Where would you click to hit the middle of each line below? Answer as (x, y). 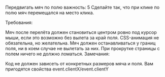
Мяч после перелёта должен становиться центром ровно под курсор (81, 32)
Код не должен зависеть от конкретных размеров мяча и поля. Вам (79, 64)
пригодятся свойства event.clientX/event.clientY (57, 69)
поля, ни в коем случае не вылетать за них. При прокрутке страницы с (82, 48)
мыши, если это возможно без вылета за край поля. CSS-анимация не (82, 38)
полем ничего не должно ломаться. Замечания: (58, 54)
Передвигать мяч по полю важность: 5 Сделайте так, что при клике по (82, 7)
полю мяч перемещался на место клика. (50, 13)
